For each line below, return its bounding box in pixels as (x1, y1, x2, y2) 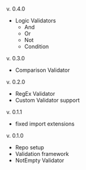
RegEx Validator (15, 90, 56, 97)
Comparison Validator (15, 66, 70, 74)
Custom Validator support (15, 97, 81, 104)
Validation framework (15, 151, 69, 157)
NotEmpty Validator (15, 157, 65, 164)
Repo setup (15, 144, 45, 151)
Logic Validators (15, 17, 56, 24)
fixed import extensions (15, 120, 75, 127)
